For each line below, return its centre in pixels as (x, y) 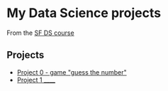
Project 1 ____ (36, 80)
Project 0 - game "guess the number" (72, 72)
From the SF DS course (41, 33)
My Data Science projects (84, 13)
